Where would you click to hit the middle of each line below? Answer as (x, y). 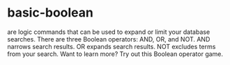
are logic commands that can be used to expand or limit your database (109, 32)
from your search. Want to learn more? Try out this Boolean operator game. (115, 54)
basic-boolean (51, 13)
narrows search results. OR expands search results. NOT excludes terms (112, 46)
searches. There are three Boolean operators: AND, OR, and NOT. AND (109, 39)
